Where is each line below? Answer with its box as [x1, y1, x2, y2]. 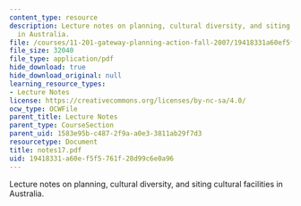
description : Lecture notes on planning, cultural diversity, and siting [9, 21, 291, 30]
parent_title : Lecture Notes [9, 112, 118, 121]
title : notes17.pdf [9, 145, 82, 154]
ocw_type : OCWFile [9, 104, 78, 113]
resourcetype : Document [9, 137, 99, 146]
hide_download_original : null [9, 71, 123, 80]
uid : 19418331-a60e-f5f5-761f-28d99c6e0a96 [9, 153, 175, 163]
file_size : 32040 [9, 46, 74, 55]
